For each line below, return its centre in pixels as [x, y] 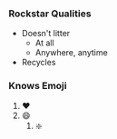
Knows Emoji [38, 86]
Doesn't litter [46, 34]
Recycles [39, 63]
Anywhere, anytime [71, 53]
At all [45, 43]
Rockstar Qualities [50, 14]
